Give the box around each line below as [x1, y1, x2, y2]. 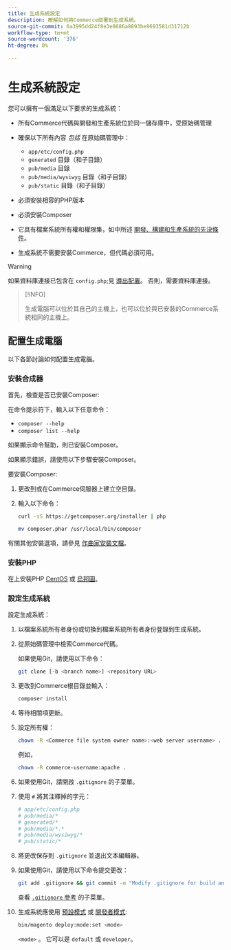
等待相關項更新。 [17, 709, 67, 717]
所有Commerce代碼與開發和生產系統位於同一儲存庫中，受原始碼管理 [17, 119, 212, 127]
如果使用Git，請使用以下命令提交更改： [17, 866, 129, 874]
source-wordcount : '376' [8, 36, 79, 43]
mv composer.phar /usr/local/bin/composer [17, 525, 142, 532]
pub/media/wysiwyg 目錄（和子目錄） [27, 172, 131, 181]
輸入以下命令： [17, 499, 60, 507]
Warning [8, 262, 32, 270]
